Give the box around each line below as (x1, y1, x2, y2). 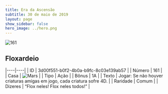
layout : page (5, 16, 33, 21)
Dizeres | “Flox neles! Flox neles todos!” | (5, 83, 90, 89)
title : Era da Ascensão (5, 7, 55, 12)
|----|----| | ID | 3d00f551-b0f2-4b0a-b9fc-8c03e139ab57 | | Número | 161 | (5, 67, 162, 73)
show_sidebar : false (5, 21, 49, 26)
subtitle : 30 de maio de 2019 (5, 12, 69, 17)
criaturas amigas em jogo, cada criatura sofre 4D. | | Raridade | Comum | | (5, 78, 158, 84)
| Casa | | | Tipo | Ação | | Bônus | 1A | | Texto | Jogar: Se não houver (5, 72, 163, 78)
